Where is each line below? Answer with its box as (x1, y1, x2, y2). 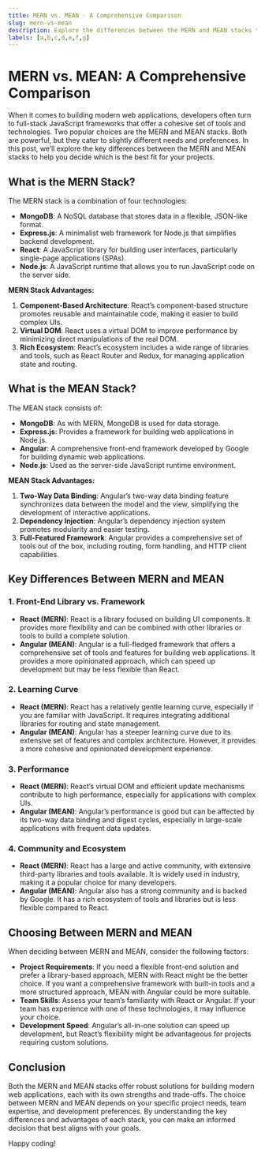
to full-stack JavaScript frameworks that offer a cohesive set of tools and (8, 119, 246, 129)
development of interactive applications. (19, 507, 151, 517)
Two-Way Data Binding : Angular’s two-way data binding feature (19, 491, 229, 500)
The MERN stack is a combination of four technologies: (8, 196, 188, 205)
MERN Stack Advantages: (8, 286, 95, 294)
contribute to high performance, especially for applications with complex (19, 790, 256, 799)
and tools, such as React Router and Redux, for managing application (19, 351, 244, 360)
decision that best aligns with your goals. (8, 1124, 142, 1133)
